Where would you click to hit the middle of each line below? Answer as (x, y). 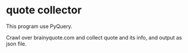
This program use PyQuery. (39, 26)
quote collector (44, 10)
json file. (16, 44)
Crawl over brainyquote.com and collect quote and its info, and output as (94, 37)
